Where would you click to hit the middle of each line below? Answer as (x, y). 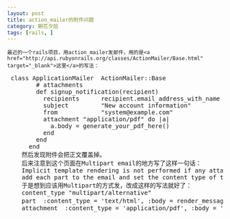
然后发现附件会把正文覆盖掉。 (64, 155)
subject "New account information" (117, 106)
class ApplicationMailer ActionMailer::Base (88, 78)
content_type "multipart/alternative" (87, 193)
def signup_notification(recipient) (98, 92)
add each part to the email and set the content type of (119, 178)
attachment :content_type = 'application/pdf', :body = (119, 208)
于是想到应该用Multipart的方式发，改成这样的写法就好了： (107, 186)
